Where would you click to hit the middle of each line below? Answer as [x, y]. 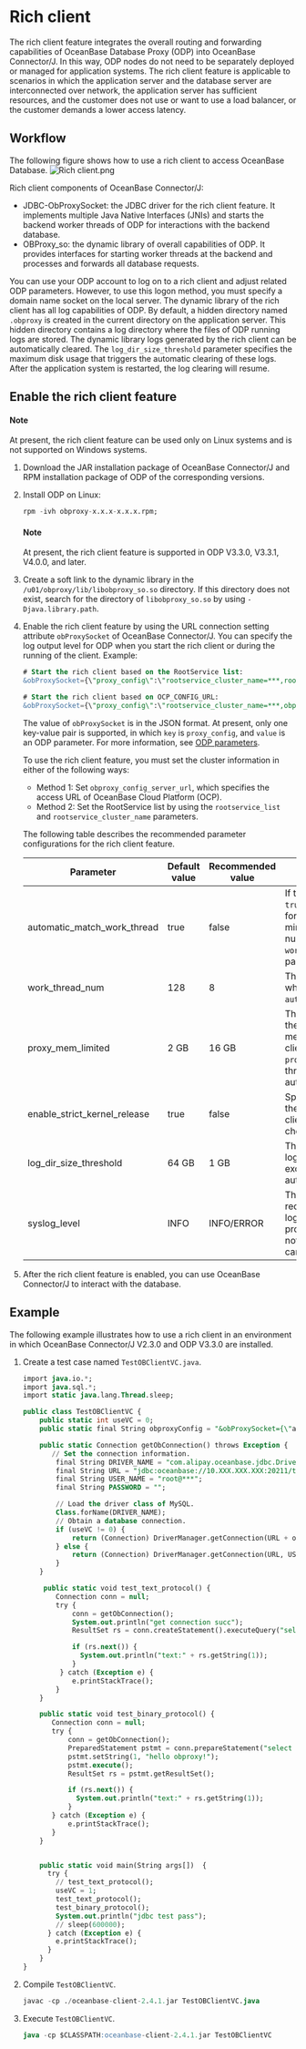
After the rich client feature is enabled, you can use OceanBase [142, 1274]
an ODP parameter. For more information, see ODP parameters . [141, 742]
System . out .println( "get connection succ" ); [158, 1622]
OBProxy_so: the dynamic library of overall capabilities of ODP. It [144, 244]
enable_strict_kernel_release [88, 1113]
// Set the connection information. [121, 1454]
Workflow [38, 138]
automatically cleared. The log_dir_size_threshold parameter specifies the [151, 349]
